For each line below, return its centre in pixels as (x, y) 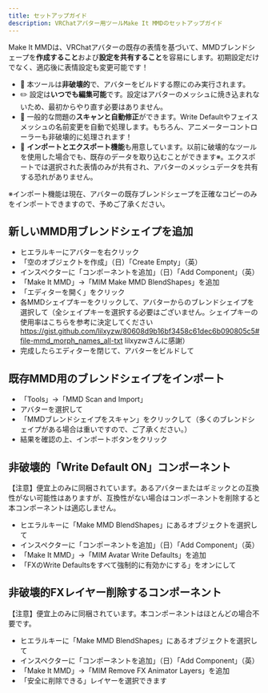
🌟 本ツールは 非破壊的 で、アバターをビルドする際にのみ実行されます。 (135, 84)
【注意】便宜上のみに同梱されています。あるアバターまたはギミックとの (127, 488)
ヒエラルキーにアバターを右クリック (80, 252)
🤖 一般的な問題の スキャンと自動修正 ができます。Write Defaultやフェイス (139, 116)
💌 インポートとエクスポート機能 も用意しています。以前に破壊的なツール (138, 147)
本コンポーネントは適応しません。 (64, 508)
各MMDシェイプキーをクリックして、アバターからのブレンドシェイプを (137, 302)
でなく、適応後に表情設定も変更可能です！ (78, 67)
